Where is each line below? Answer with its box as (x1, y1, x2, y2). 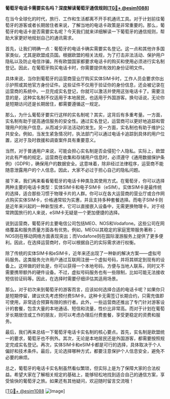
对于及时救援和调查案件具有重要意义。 (18, 137, 99, 143)
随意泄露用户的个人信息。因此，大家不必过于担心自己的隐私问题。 (5, 167, 143, 173)
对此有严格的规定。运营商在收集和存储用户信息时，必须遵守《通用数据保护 (5, 155, 160, 160)
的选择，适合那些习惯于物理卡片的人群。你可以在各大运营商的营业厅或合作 (5, 191, 160, 196)
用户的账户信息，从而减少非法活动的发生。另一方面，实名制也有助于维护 (9, 125, 160, 130)
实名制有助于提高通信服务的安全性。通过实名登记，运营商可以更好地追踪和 (5, 118, 160, 124)
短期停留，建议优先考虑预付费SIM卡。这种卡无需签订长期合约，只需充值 (9, 293, 160, 299)
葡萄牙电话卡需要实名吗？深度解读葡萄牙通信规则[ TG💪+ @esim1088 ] (5, 5, 149, 11)
